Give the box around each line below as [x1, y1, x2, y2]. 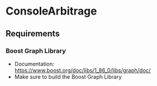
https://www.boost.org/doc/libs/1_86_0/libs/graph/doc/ [14, 67, 152, 74]
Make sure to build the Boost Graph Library [14, 73, 122, 80]
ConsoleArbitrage [5, 4, 97, 18]
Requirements [5, 28, 60, 39]
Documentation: [14, 60, 55, 67]
